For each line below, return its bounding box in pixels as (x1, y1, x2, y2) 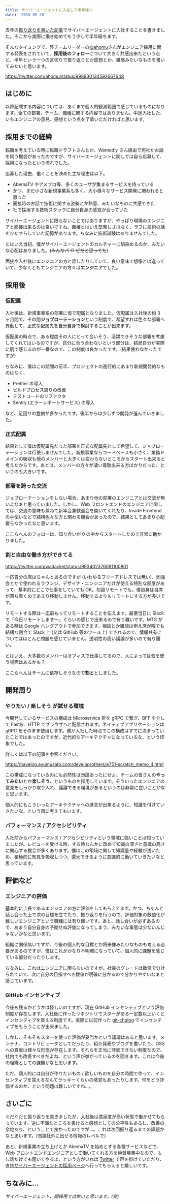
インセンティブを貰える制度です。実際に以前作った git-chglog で (5, 1017, 140, 1023)
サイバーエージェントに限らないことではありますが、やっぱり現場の (5, 218, 147, 224)
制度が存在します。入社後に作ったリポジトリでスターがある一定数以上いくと (5, 1010, 165, 1016)
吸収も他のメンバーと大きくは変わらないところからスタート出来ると (22, 456, 165, 462)
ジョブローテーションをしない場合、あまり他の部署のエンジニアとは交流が (5, 495, 161, 501)
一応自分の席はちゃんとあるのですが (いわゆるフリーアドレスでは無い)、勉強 (5, 574, 165, 580)
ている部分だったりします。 (5, 954, 63, 961)
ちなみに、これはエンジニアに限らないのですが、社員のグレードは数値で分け (5, 965, 165, 971)
